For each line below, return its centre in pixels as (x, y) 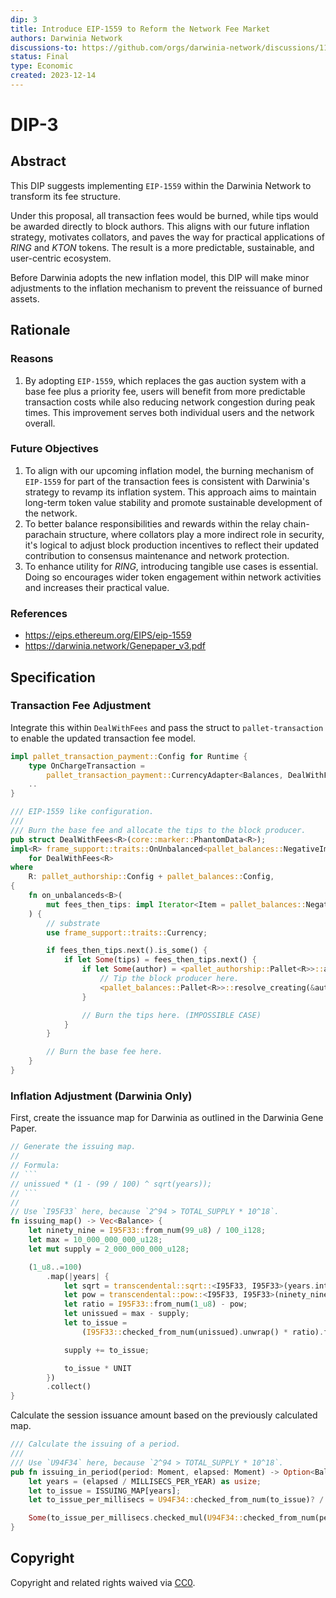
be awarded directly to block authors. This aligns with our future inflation (160, 226)
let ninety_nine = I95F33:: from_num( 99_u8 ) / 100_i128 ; (147, 1231)
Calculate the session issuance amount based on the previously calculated (164, 1415)
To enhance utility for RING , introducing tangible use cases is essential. (171, 566)
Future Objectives (54, 449)
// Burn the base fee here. (104, 1052)
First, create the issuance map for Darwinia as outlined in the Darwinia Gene (167, 1118)
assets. (25, 298)
